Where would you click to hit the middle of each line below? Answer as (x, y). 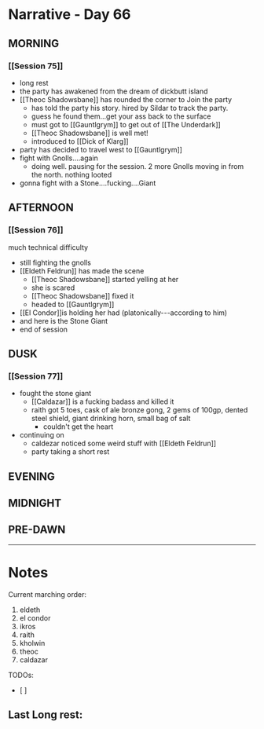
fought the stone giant (55, 394)
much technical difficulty (48, 247)
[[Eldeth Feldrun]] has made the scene (82, 271)
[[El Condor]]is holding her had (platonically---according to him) (123, 313)
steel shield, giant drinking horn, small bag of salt (111, 419)
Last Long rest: (46, 715)
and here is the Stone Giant (64, 321)
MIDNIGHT (35, 503)
